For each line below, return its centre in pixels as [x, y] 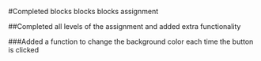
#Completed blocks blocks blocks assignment [83, 11]
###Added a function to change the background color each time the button [131, 41]
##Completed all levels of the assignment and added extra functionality [125, 26]
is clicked [24, 50]
